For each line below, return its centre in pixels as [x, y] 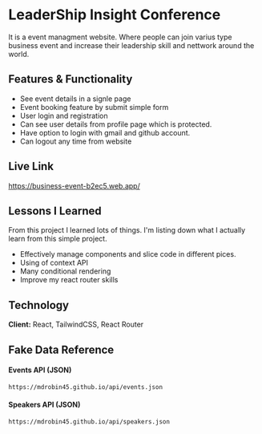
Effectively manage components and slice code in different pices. [128, 254]
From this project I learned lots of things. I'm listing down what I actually [127, 230]
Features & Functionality [71, 79]
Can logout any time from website [76, 141]
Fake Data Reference [61, 349]
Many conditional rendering [65, 271]
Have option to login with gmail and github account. [105, 132]
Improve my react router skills [69, 280]
